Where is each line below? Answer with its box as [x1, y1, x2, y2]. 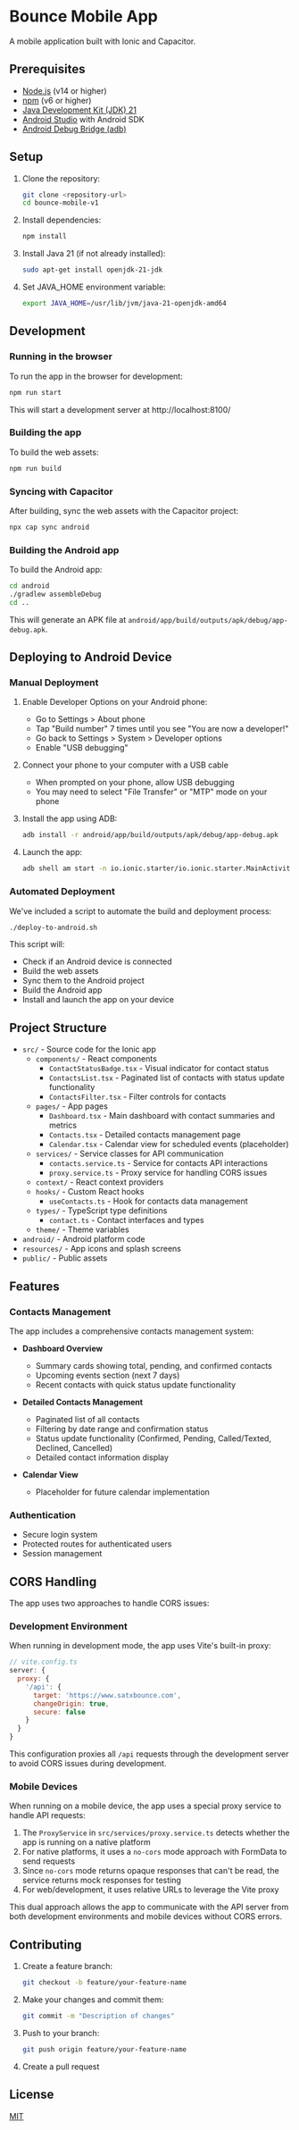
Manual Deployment [9, 676, 99, 689]
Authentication [9, 1508, 76, 1521]
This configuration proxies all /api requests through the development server [9, 1748, 289, 1759]
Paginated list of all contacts [35, 1413, 140, 1424]
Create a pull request [21, 2061, 100, 2072]
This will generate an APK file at [9, 614, 127, 625]
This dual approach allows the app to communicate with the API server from [9, 1901, 289, 1913]
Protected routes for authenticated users [21, 1539, 172, 1549]
